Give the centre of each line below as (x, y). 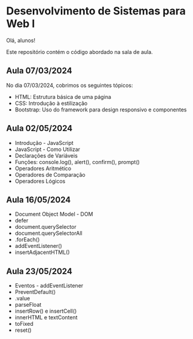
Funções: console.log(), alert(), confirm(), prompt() (77, 162)
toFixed (24, 324)
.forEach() (27, 240)
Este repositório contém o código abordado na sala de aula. (80, 52)
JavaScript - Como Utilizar (48, 149)
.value (22, 298)
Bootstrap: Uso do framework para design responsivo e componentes (101, 110)
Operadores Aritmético (43, 168)
